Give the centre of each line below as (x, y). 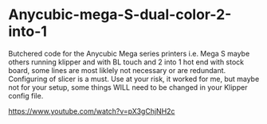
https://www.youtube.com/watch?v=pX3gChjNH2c (92, 111)
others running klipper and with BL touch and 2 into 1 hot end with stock (126, 62)
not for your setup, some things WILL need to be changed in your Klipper (128, 87)
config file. (26, 95)
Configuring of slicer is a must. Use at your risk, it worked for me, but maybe (134, 79)
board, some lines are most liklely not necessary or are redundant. (117, 70)
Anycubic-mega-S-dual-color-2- (120, 15)
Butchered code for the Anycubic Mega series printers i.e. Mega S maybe (129, 53)
